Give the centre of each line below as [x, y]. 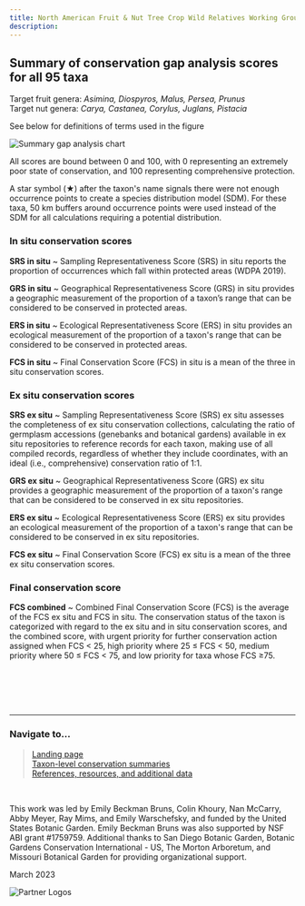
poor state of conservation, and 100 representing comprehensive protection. [152, 171]
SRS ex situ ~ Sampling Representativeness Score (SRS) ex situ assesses [147, 415]
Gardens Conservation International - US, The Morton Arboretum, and [140, 847]
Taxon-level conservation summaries [101, 763]
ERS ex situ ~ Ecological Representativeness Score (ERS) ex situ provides [148, 517]
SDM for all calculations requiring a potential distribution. [116, 218]
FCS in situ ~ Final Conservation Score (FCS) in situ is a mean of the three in [152, 362]
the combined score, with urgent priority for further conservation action [143, 636]
